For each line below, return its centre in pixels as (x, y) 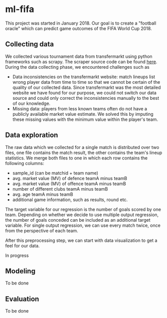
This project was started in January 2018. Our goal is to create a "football (81, 23)
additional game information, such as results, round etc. (70, 200)
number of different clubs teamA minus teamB (60, 189)
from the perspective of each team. (42, 230)
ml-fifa (20, 9)
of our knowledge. (31, 103)
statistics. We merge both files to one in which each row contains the (76, 158)
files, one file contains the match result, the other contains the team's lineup (84, 152)
